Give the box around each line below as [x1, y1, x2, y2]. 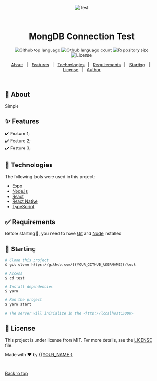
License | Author [62, 66, 101, 72]
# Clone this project [5, 258, 49, 263]
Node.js [12, 188, 28, 194]
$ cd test [5, 275, 25, 281]
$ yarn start [5, 302, 32, 307]
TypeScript [12, 204, 35, 210]
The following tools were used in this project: [5, 174, 95, 180]
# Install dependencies [5, 284, 53, 289]
